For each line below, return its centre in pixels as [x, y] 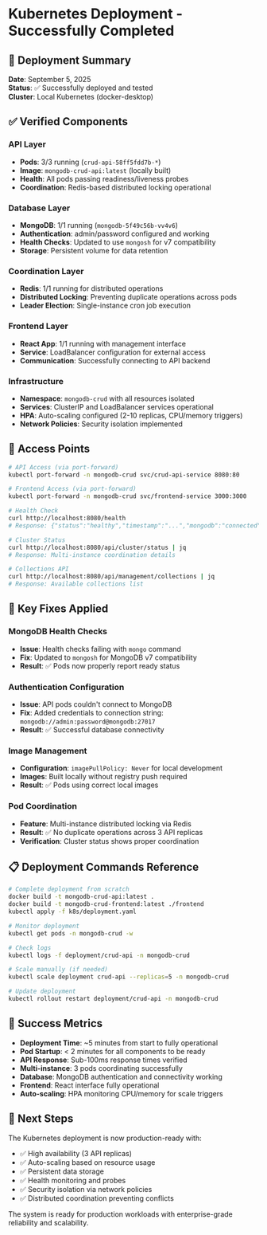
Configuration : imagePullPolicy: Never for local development [121, 768]
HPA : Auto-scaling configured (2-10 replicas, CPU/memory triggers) [131, 415]
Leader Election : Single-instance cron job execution [105, 306]
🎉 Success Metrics [56, 1023]
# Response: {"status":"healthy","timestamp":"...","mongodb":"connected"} [136, 525]
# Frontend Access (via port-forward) [72, 489]
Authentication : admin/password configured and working [114, 233]
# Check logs [30, 948]
